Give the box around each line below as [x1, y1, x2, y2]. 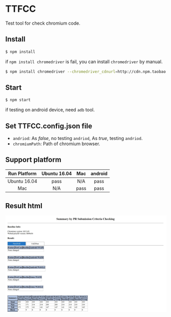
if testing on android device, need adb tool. [5, 107, 95, 113]
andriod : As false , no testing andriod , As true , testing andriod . [12, 135, 143, 141]
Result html [5, 201, 42, 210]
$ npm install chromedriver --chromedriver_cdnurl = [5, 69, 118, 74]
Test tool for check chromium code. [5, 20, 81, 26]
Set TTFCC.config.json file [5, 122, 92, 130]
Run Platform [8, 170, 37, 177]
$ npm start [5, 97, 31, 103]
